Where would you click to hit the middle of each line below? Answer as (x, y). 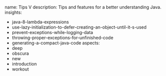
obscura (20, 53)
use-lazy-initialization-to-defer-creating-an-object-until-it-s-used (79, 27)
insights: (13, 12)
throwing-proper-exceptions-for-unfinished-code (63, 38)
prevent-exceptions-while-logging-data (52, 32)
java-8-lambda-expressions (40, 22)
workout (20, 69)
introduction (24, 64)
